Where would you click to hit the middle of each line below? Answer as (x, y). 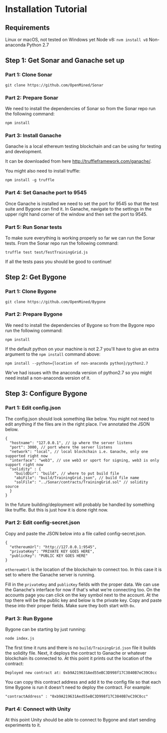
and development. (24, 152)
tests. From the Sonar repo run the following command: (62, 243)
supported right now (27, 456)
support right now (24, 465)
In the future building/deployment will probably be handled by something (80, 504)
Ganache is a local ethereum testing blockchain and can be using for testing (83, 146)
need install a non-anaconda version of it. (48, 378)
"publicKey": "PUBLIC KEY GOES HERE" (49, 556)
